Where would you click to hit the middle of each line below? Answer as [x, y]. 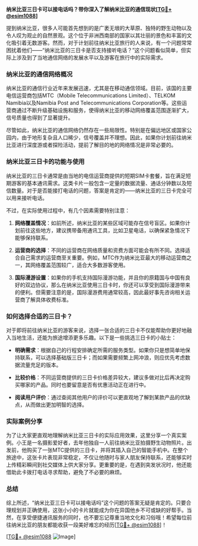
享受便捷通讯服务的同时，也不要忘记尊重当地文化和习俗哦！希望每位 [104, 518]
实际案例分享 [24, 421]
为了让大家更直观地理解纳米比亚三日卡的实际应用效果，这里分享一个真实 [94, 435]
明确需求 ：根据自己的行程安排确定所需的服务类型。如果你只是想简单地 [100, 350]
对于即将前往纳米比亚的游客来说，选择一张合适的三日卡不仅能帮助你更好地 [96, 330]
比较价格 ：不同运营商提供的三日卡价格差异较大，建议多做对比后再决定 [100, 377]
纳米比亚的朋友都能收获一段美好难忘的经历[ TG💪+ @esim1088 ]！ [89, 525]
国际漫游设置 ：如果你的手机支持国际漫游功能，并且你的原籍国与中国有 [100, 277]
